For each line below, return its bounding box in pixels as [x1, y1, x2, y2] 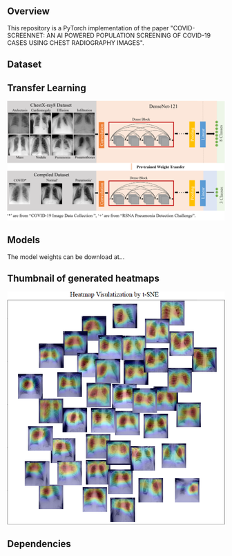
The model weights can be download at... [7, 252, 125, 261]
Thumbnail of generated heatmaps [7, 273, 160, 285]
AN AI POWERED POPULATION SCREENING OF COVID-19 [46, 31, 211, 39]
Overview [7, 6, 50, 17]
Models [7, 234, 40, 246]
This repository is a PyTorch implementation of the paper [7, 23, 169, 32]
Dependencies [7, 538, 71, 550]
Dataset [7, 59, 42, 70]
